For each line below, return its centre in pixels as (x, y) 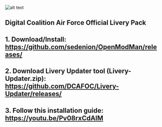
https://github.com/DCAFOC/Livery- (62, 86)
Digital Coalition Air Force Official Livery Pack (76, 23)
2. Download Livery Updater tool (55, 71)
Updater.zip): (26, 79)
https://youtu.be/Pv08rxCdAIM (54, 118)
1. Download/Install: (36, 39)
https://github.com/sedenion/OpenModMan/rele (81, 47)
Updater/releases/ (33, 94)
